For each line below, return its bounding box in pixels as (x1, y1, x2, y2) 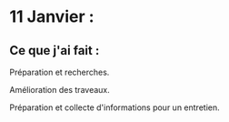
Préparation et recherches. (9, 66, 110, 77)
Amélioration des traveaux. (9, 85, 111, 95)
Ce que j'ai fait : (9, 43, 100, 58)
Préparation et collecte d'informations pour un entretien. (9, 102, 220, 113)
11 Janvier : (9, 6, 95, 27)
